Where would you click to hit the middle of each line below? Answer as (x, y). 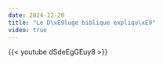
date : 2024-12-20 (36, 15)
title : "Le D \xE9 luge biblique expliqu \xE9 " (82, 23)
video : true (27, 30)
